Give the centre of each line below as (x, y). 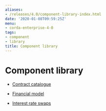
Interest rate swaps (32, 103)
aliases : (14, 10)
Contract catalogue (32, 84)
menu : (11, 23)
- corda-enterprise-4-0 (29, 28)
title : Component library (31, 46)
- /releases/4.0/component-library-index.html (53, 14)
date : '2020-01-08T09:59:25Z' (36, 19)
